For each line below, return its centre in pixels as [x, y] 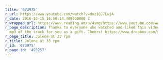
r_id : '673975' [20, 45]
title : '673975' [21, 9]
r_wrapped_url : [20, 23]
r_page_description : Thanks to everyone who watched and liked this [76, 28]
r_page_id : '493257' [26, 50]
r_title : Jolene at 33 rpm [32, 41]
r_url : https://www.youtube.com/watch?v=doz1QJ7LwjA [59, 14]
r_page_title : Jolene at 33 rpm [38, 37]
